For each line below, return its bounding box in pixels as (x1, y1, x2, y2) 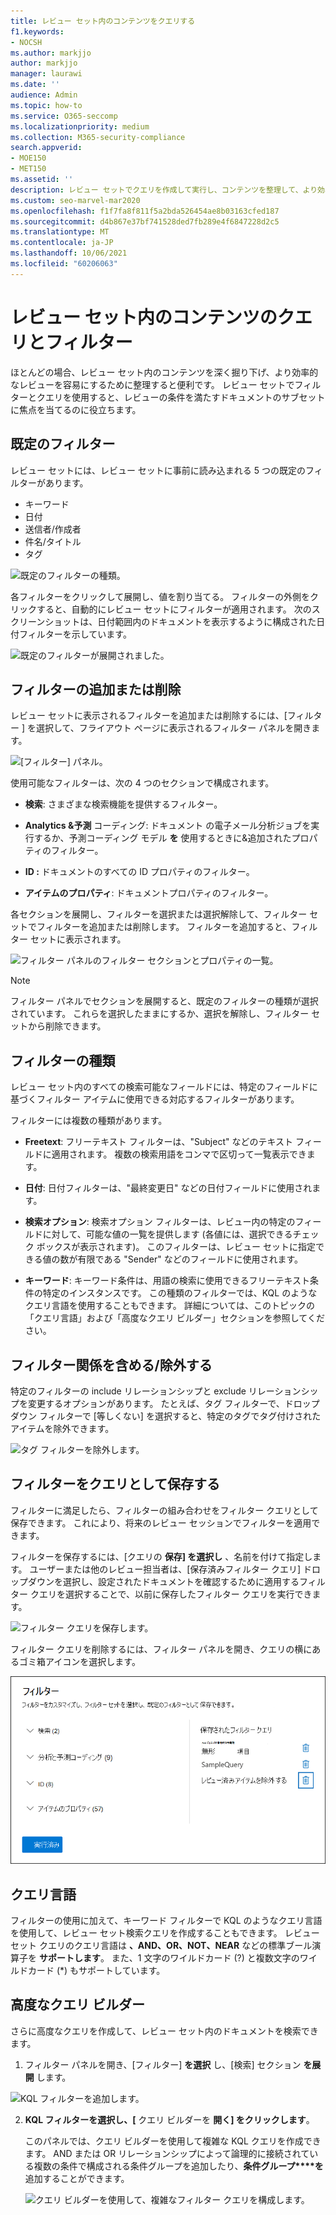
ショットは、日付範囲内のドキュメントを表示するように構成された (44, 615, 317, 627)
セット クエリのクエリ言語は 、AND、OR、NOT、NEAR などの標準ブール (10, 1940, 313, 1952)
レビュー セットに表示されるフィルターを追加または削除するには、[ (10, 710, 288, 722)
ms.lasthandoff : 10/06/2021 (10, 248, 128, 259)
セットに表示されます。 (29, 933, 127, 945)
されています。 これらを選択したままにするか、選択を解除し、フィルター (10, 1008, 310, 1020)
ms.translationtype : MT (10, 227, 110, 237)
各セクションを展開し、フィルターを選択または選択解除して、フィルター (10, 908, 308, 920)
